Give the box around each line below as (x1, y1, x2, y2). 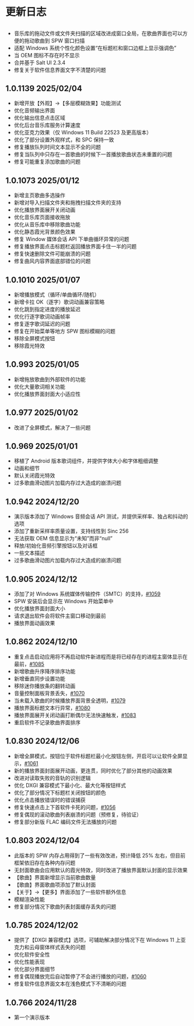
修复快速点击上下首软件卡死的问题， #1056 (13, 803, 116, 810)
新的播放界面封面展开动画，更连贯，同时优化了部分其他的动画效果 (13, 767, 172, 774)
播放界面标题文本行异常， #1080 (13, 704, 91, 711)
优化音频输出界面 (13, 107, 55, 114)
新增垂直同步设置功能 (13, 675, 65, 682)
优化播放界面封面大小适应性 (13, 390, 81, 398)
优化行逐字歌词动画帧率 (13, 313, 70, 320)
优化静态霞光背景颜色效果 (13, 229, 76, 236)
